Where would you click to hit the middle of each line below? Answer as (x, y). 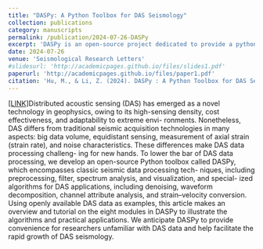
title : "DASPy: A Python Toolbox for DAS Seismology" (98, 15)
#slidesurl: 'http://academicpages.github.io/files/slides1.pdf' (117, 67)
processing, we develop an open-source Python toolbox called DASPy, (122, 161)
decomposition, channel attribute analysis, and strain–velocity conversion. (128, 195)
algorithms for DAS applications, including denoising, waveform (111, 186)
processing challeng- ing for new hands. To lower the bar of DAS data (121, 153)
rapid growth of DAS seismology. (61, 236)
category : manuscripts (45, 30)
